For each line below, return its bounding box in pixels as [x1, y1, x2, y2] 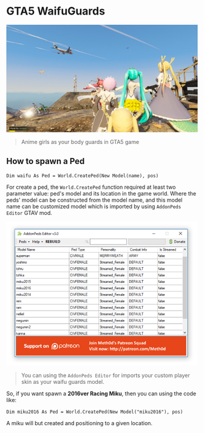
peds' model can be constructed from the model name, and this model [6, 196, 183, 204]
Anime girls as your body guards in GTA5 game [21, 138, 140, 146]
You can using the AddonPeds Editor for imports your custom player [21, 372, 190, 379]
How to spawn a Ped [6, 156, 85, 166]
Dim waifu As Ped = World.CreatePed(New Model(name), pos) [6, 173, 159, 179]
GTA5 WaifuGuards [6, 4, 105, 18]
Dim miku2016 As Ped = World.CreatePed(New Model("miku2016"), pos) [6, 409, 183, 415]
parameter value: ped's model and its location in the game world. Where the [6, 190, 196, 197]
